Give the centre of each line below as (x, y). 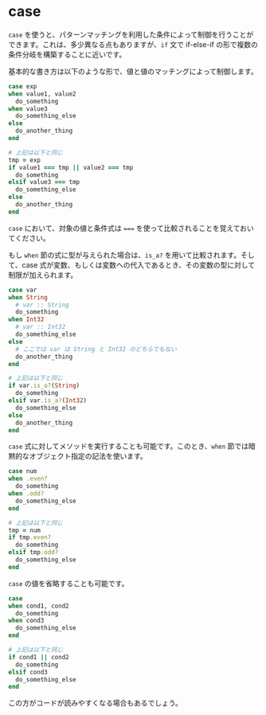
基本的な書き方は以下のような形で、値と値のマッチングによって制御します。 (133, 71)
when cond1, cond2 (39, 606)
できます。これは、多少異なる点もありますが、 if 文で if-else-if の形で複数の (133, 44)
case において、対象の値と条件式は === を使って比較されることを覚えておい (131, 228)
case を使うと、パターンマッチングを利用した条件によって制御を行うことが (131, 34)
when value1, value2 (43, 94)
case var (23, 290)
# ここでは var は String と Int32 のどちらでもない (96, 349)
